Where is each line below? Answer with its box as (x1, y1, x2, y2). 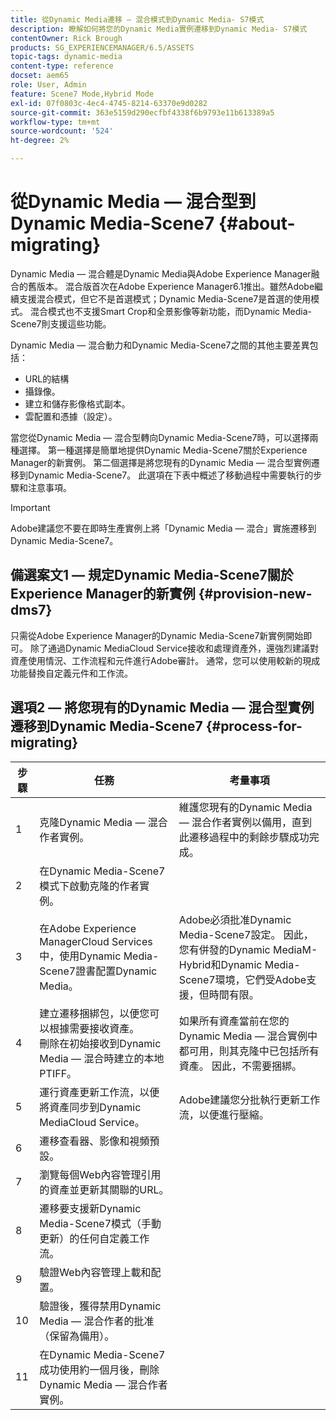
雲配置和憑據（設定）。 (24, 410, 118, 422)
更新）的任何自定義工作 (39, 1231, 150, 1245)
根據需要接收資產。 (49, 1021, 140, 1035)
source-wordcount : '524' (10, 126, 114, 136)
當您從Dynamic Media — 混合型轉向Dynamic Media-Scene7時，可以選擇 (10, 431, 310, 443)
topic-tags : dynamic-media (10, 52, 123, 62)
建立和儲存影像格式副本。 (24, 397, 131, 410)
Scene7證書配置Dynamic (39, 964, 158, 978)
